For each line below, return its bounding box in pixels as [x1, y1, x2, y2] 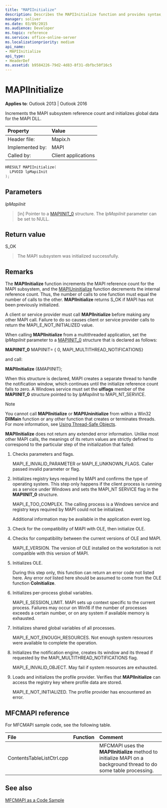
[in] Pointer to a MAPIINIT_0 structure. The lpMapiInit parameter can [17, 210, 157, 216]
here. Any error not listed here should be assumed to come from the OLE [12, 575, 162, 581]
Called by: [7, 152, 31, 159]
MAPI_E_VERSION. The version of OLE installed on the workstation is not [12, 545, 161, 551]
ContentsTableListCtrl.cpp [7, 754, 69, 761]
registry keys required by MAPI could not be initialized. [12, 506, 125, 512]
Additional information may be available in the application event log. [12, 516, 152, 522]
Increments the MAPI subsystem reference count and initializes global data [5, 110, 159, 116]
